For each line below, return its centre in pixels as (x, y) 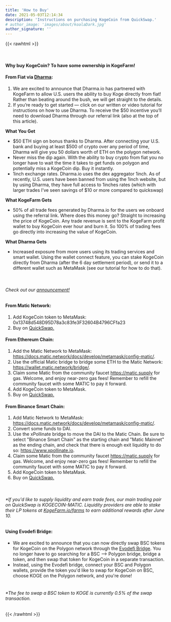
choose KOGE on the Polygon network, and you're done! (72, 575)
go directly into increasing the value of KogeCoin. (65, 232)
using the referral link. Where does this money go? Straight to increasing (89, 215)
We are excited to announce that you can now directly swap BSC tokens (89, 543)
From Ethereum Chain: (30, 339)
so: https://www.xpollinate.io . (44, 450)
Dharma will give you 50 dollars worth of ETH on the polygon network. (87, 152)
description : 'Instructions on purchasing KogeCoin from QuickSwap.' (81, 19)
